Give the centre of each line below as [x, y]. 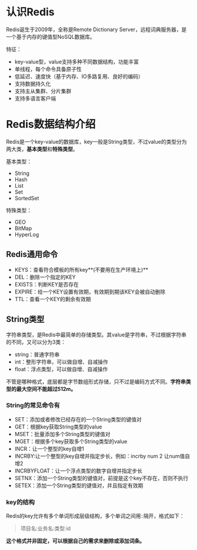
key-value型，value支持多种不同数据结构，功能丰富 [77, 62]
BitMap [23, 228]
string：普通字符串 [37, 354]
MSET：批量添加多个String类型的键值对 [62, 434]
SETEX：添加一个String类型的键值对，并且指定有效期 [79, 485]
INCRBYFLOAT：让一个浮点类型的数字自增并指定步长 [78, 471]
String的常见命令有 [33, 406]
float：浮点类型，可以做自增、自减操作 [61, 369]
